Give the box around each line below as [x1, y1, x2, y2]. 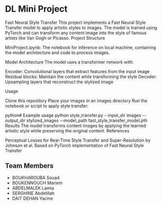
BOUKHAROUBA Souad [12, 174, 60, 181]
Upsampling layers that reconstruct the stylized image [5, 79, 113, 85]
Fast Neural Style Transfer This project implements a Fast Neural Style [5, 19, 146, 25]
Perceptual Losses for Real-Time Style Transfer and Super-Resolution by [5, 137, 151, 143]
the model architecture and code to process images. [5, 50, 110, 56]
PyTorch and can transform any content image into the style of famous [5, 30, 147, 36]
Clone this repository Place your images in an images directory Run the [5, 97, 147, 103]
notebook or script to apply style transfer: [5, 103, 89, 109]
